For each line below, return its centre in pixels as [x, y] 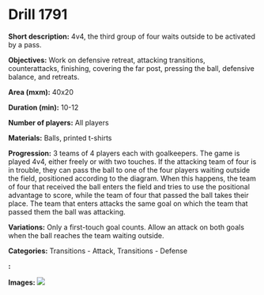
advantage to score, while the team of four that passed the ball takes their [128, 195]
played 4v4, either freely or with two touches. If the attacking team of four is [132, 161]
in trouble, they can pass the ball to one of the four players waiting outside [129, 170]
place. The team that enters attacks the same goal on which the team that [128, 204]
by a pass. [25, 44]
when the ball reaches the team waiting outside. [86, 235]
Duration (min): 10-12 [43, 107]
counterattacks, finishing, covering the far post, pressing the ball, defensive [131, 68]
